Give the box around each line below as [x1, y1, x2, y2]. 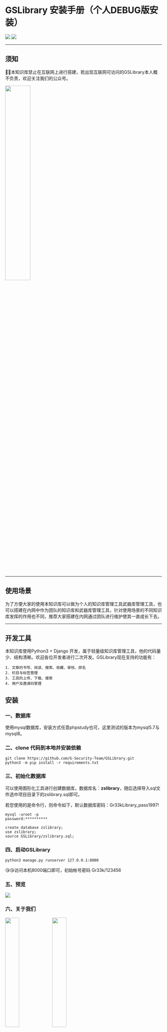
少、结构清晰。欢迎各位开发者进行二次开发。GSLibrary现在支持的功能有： [5, 654, 157, 660]
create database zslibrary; [5, 825, 64, 830]
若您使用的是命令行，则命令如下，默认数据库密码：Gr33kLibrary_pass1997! [5, 802, 159, 808]
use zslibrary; [5, 829, 37, 834]
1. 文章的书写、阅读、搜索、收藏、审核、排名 [5, 665, 86, 670]
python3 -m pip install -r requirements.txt [5, 760, 99, 766]
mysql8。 [5, 731, 25, 737]
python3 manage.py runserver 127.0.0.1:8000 [5, 857, 99, 863]
